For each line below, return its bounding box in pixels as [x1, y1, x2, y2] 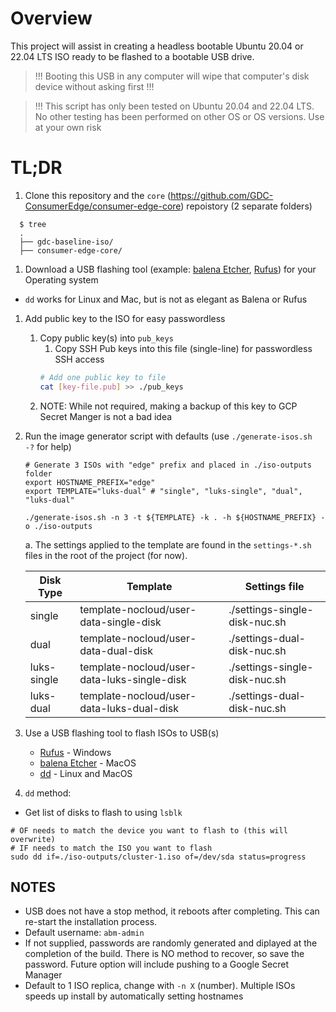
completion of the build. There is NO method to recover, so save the [24, 948, 305, 960]
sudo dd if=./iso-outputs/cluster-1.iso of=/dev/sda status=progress [10, 852, 307, 862]
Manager [24, 969, 63, 981]
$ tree [19, 219, 47, 229]
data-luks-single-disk [79, 672, 187, 686]
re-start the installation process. [24, 916, 158, 928]
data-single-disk [79, 615, 162, 629]
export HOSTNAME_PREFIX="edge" [24, 477, 156, 487]
